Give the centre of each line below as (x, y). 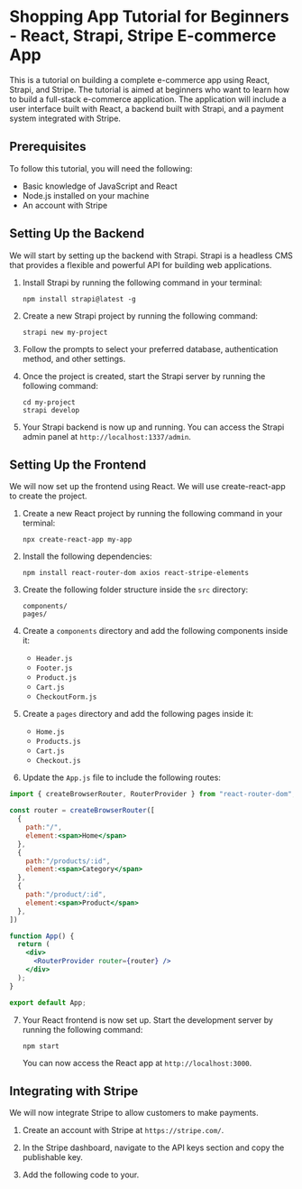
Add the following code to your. (81, 1175)
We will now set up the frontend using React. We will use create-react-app (147, 487)
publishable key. (53, 1157)
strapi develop (51, 410)
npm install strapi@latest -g (79, 299)
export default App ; (48, 1003)
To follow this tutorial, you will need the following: (101, 168)
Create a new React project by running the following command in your (152, 514)
